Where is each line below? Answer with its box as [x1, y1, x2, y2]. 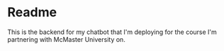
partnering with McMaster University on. [7, 35, 125, 43]
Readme [7, 4, 57, 21]
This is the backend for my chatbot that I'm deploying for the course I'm [7, 28, 218, 36]
